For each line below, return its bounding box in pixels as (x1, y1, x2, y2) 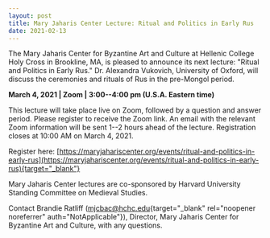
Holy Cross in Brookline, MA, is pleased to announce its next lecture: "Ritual (8, 57, 260, 67)
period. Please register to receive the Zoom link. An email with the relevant (8, 114, 255, 124)
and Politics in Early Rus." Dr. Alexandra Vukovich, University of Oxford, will (8, 66, 259, 76)
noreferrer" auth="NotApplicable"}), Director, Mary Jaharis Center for (8, 212, 239, 222)
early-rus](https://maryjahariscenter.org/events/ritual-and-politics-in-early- (8, 155, 260, 165)
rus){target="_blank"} (8, 164, 81, 174)
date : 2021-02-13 (8, 27, 67, 35)
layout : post (8, 11, 52, 20)
